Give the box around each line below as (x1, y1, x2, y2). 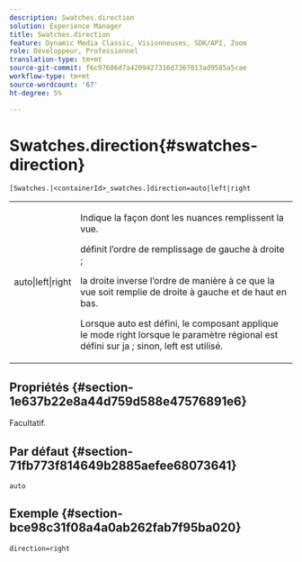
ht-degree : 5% (9, 88, 63, 97)
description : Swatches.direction (9, 13, 135, 23)
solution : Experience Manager (9, 22, 123, 31)
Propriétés (9, 379, 70, 394)
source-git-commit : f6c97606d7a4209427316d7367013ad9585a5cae (9, 64, 247, 73)
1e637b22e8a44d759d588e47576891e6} (9, 394, 247, 409)
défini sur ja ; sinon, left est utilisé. (80, 340, 223, 352)
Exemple (9, 506, 59, 521)
